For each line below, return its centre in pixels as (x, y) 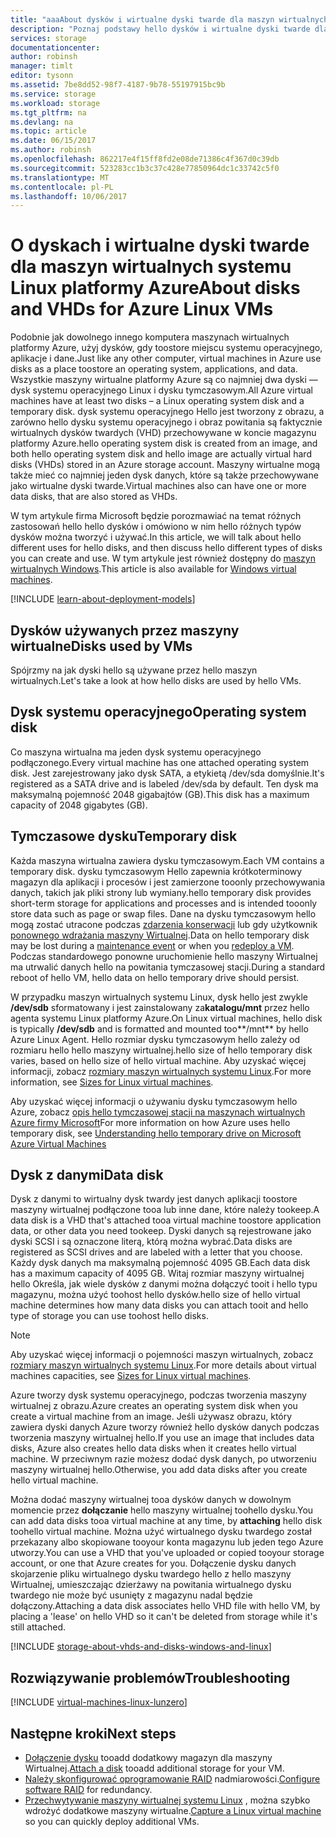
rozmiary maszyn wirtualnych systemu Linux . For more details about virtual (163, 1365)
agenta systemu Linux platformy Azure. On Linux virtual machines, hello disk (166, 1018)
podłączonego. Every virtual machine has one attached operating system (160, 762)
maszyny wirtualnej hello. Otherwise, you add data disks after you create (159, 1470)
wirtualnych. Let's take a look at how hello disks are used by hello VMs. (156, 680)
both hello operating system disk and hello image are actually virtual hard (161, 454)
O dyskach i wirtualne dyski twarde (160, 245)
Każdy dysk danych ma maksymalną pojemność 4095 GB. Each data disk (160, 1263)
